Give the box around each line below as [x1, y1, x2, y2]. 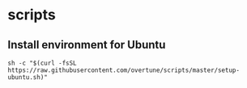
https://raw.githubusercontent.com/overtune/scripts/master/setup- [7, 66, 241, 74]
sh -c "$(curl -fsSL [7, 59, 78, 67]
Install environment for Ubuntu [7, 38, 166, 52]
